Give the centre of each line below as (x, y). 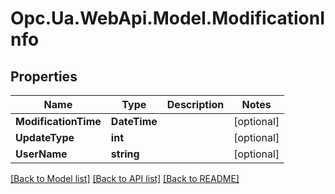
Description (195, 104)
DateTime (134, 121)
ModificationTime (58, 121)
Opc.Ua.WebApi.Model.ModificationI (167, 18)
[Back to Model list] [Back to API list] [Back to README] (125, 178)
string (125, 154)
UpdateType (45, 137)
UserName (41, 154)
